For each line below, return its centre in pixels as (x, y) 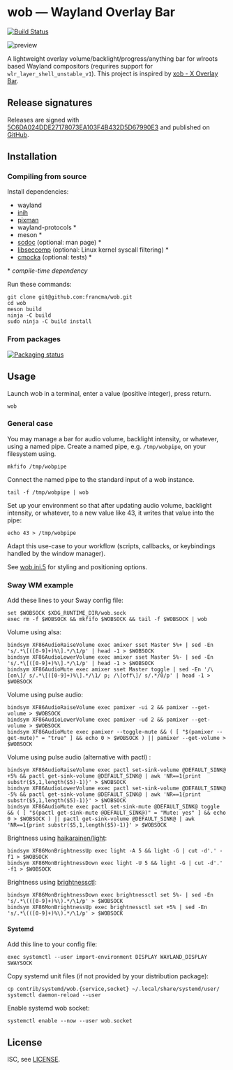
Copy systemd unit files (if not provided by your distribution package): (108, 976)
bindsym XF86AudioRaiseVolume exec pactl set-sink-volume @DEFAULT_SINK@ (117, 770)
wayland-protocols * (47, 227)
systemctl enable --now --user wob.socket (70, 1021)
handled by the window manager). (57, 553)
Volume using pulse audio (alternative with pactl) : (79, 757)
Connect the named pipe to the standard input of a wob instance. (101, 479)
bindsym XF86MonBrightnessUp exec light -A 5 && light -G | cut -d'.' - (115, 851)
